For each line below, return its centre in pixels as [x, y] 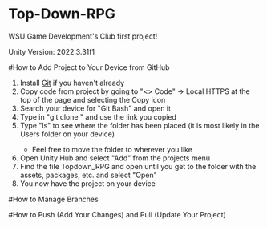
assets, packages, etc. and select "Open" [89, 175]
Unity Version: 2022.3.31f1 [51, 51]
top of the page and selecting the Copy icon [93, 99]
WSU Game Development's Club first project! [83, 36]
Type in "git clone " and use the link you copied [98, 116]
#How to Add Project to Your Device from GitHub [89, 67]
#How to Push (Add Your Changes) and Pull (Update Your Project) [117, 214]
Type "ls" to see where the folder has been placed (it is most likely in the [140, 125]
